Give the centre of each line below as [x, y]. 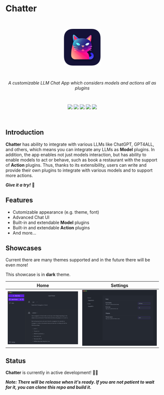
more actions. [19, 175]
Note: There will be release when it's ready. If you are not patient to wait [80, 382]
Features [19, 200]
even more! [17, 265]
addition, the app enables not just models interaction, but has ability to [76, 154]
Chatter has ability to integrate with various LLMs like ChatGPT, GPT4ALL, [80, 144]
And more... [24, 233]
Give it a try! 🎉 [20, 185]
